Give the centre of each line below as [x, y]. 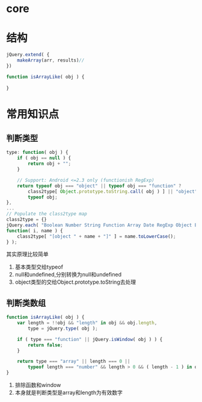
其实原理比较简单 [27, 254]
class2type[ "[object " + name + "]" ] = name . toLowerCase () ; [96, 236]
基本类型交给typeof [39, 267]
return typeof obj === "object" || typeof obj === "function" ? [99, 186]
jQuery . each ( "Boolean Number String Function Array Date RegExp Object [99, 225]
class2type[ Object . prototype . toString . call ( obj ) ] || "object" [113, 191]
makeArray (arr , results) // [51, 60]
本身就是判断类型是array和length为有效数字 [69, 393]
